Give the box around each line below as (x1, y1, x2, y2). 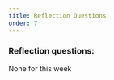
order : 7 (8, 19, 38, 27)
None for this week (8, 63, 72, 73)
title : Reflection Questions (8, 11, 107, 20)
